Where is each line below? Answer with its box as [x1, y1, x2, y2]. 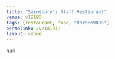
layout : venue [6, 31, 42, 37]
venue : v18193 [6, 14, 42, 20]
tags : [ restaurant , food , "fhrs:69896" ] [6, 20, 110, 26]
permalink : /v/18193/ [6, 25, 61, 32]
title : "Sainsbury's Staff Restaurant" [6, 8, 107, 15]
